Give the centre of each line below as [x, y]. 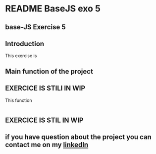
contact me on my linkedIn [47, 145]
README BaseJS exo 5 [53, 9]
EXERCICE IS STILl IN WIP [45, 88]
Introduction [25, 43]
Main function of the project [49, 71]
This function [19, 100]
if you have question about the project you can [78, 137]
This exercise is [21, 56]
